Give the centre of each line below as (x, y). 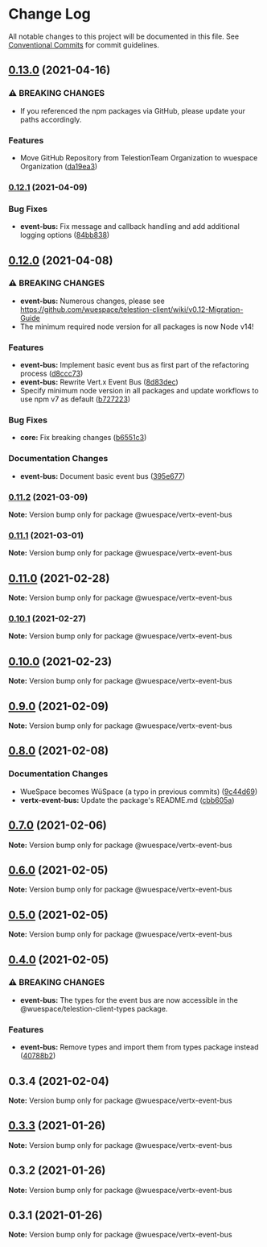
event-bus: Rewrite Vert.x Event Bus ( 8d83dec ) (99, 382)
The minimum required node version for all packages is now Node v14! (137, 326)
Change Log (49, 14)
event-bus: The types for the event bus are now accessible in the (129, 1000)
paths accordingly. (51, 119)
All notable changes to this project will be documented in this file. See (124, 36)
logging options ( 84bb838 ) (65, 235)
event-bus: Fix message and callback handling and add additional (129, 227)
